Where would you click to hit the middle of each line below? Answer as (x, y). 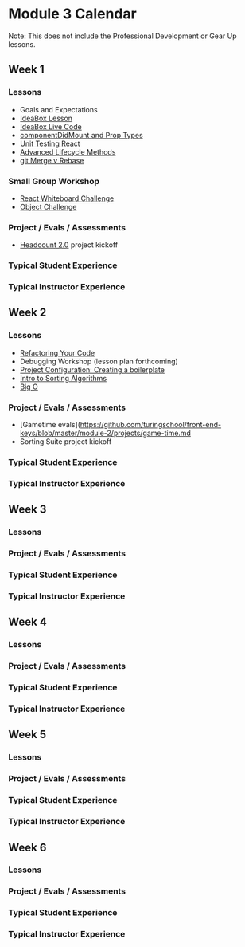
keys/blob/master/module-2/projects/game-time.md (105, 433)
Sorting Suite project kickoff (66, 442)
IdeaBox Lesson (46, 118)
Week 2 (27, 313)
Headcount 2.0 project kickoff (69, 245)
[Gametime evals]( (50, 425)
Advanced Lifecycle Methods (68, 151)
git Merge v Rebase (52, 160)
